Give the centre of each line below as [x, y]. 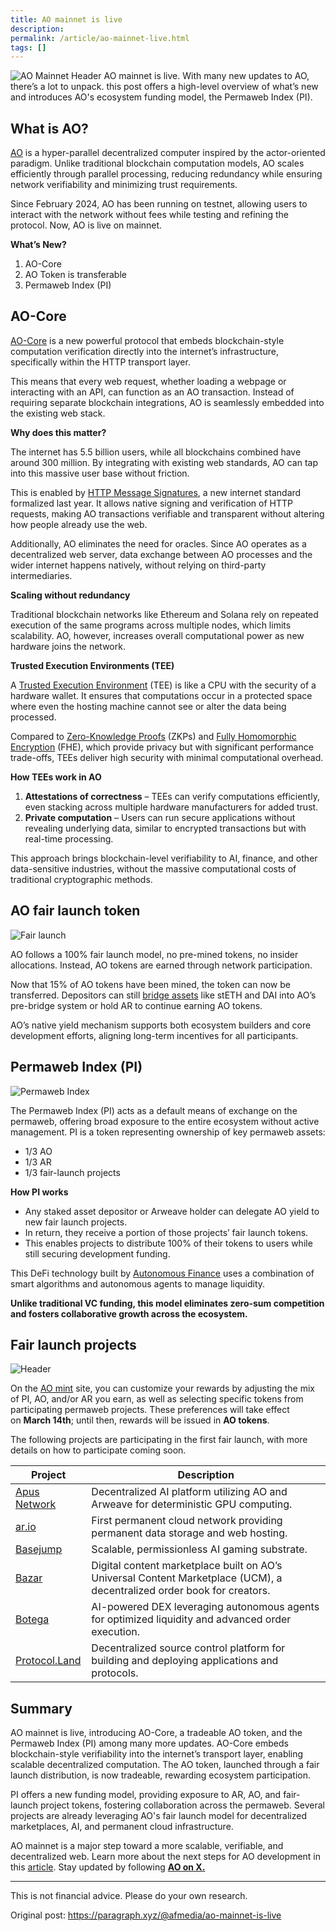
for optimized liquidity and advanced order [191, 1619]
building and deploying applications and [185, 1661]
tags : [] [28, 47]
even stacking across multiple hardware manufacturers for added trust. [171, 807]
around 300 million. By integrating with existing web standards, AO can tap [164, 462]
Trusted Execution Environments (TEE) [92, 665]
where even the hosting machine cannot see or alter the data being [148, 706]
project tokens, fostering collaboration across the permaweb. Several [182, 1805]
